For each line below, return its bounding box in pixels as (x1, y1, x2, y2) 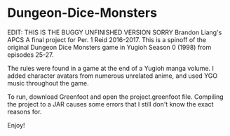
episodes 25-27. (7, 50, 54, 59)
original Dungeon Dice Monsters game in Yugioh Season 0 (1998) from (7, 43, 212, 51)
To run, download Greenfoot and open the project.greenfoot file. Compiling (7, 93, 224, 101)
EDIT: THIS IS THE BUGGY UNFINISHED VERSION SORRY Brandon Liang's (7, 28, 222, 36)
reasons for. (7, 107, 42, 116)
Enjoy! (7, 121, 26, 129)
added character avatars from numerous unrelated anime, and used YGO (7, 72, 218, 80)
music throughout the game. (7, 79, 89, 87)
